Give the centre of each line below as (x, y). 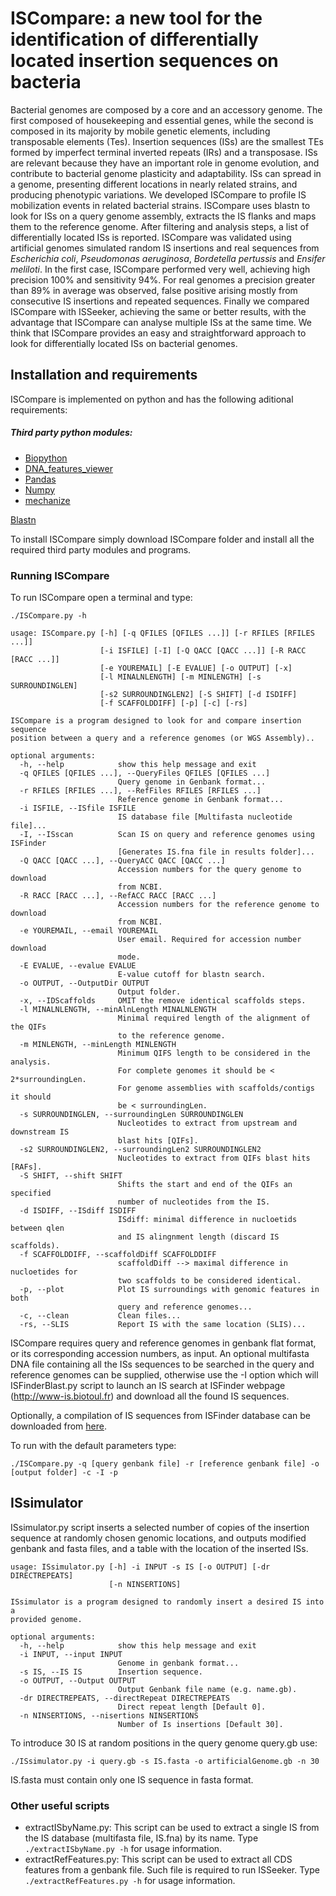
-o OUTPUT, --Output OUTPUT (78, 1680)
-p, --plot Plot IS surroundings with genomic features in (169, 1290)
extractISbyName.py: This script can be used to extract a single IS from (172, 1828)
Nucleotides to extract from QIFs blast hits (214, 1158)
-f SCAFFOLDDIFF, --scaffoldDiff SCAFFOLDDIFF (118, 1255)
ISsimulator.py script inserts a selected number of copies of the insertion (160, 1527)
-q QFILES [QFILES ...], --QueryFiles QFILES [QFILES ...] (145, 773)
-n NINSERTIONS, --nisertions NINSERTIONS (109, 1715)
